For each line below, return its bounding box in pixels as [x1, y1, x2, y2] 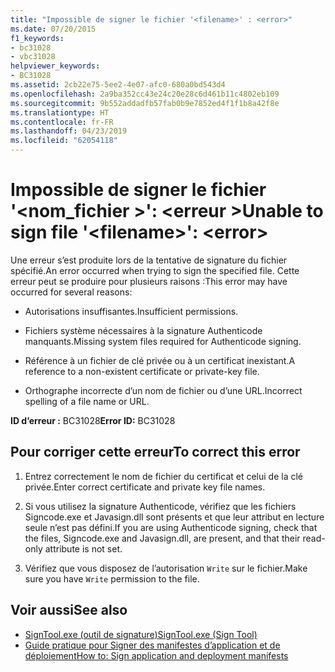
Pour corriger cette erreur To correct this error [10, 444, 301, 461]
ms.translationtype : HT [10, 107, 110, 118]
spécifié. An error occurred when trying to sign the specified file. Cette [10, 264, 300, 276]
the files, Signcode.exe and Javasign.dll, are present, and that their [24, 532, 301, 544]
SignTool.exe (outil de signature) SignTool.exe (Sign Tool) [24, 628, 258, 640]
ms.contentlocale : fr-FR [10, 117, 114, 127]
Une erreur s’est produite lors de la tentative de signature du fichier [10, 254, 288, 266]
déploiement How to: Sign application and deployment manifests [24, 649, 289, 661]
